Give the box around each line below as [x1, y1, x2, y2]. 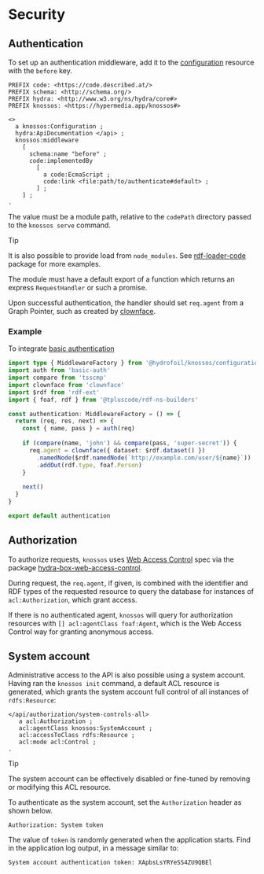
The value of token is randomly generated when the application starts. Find [8, 835, 251, 845]
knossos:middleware [15, 136, 79, 144]
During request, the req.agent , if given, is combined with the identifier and [8, 578, 248, 588]
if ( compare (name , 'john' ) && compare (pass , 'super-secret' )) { [22, 439, 237, 448]
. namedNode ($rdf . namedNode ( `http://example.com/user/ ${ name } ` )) [36, 454, 251, 462]
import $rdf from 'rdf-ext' [8, 388, 101, 396]
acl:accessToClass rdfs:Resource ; [18, 732, 135, 739]
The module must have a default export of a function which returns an [8, 275, 235, 284]
